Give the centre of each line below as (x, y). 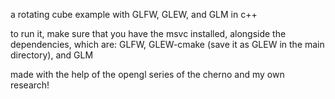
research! (30, 85)
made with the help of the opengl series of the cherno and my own (147, 74)
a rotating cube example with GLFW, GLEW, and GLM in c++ (134, 14)
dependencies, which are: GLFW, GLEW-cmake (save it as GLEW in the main (167, 44)
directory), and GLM (52, 55)
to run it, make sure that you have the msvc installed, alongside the (148, 33)
